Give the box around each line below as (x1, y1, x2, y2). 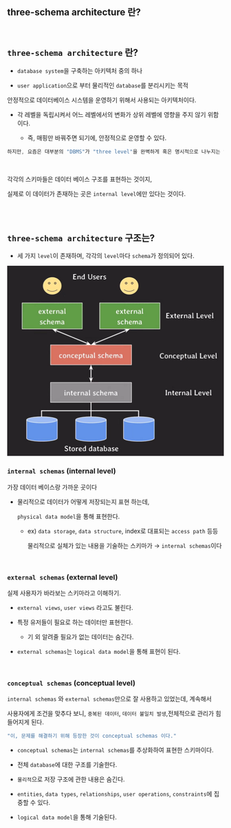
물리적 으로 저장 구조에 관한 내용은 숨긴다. (16, 775, 125, 783)
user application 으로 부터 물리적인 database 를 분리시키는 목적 (16, 81, 189, 89)
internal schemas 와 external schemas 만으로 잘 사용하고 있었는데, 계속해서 (7, 694, 212, 703)
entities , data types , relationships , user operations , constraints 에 (16, 790, 212, 798)
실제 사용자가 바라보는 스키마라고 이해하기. (7, 589, 122, 597)
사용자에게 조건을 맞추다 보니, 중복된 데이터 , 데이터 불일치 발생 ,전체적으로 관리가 (7, 710, 214, 718)
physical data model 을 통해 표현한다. (16, 512, 120, 520)
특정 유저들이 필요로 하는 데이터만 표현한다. (16, 618, 133, 626)
